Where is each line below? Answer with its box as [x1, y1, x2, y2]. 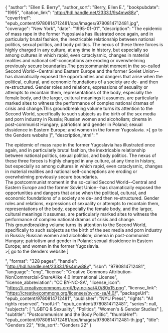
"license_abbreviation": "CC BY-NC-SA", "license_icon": [5, 279, 121, 285]
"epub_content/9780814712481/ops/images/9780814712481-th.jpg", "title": [5, 317, 159, 322]
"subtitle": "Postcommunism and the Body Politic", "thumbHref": [5, 311, 138, 317]
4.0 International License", [63, 274, 118, 280]
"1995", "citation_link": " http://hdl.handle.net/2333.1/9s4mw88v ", [5, 10, 139, 16]
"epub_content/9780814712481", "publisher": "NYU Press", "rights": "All [5, 295, 153, 301]
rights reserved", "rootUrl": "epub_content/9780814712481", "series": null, [5, 301, 158, 306]
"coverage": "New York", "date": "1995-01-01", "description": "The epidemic [5, 26, 162, 32]
